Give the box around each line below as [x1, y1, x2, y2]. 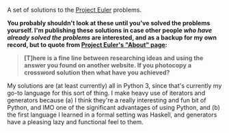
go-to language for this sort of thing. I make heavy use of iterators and [7, 89, 206, 97]
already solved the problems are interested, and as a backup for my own [7, 33, 217, 42]
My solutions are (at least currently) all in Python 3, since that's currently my [7, 82, 222, 89]
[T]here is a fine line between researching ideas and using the [23, 54, 204, 62]
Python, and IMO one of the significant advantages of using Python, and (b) [7, 104, 220, 111]
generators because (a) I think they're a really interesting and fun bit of [7, 96, 206, 104]
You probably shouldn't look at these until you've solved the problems [7, 19, 211, 27]
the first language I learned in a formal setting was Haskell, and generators [7, 110, 217, 119]
